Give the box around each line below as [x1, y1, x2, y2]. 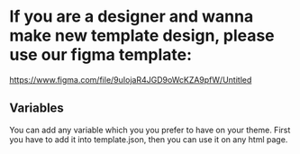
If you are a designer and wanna [9, 6, 254, 27]
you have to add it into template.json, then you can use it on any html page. [9, 133, 288, 145]
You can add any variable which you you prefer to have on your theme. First [9, 124, 291, 135]
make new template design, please [9, 25, 275, 46]
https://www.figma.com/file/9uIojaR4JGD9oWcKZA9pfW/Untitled [9, 74, 252, 85]
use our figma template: [9, 45, 192, 65]
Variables [9, 101, 65, 116]
